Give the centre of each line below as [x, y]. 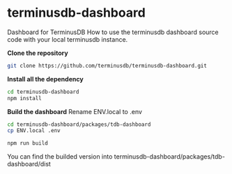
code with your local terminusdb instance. [68, 39]
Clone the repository [38, 53]
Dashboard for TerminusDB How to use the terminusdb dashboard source [113, 32]
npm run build [28, 143]
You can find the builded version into [60, 157]
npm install [24, 98]
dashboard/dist [29, 164]
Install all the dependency [45, 79]
